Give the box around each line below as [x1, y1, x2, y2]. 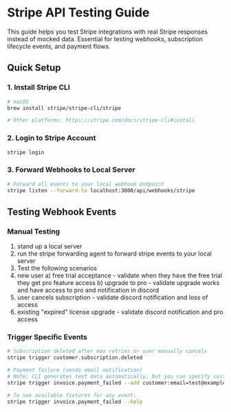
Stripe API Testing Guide [7, 5, 150, 21]
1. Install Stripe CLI [7, 82, 70, 92]
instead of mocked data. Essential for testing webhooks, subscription [7, 34, 203, 43]
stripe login [7, 149, 45, 156]
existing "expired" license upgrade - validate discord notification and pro [16, 308, 223, 317]
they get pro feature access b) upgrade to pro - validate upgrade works [16, 279, 220, 287]
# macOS [7, 98, 30, 105]
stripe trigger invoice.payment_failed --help [7, 398, 143, 405]
